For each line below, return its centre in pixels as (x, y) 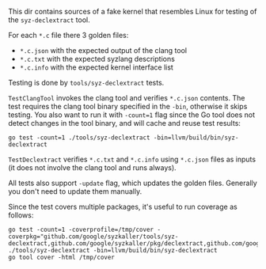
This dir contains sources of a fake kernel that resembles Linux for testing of (133, 11)
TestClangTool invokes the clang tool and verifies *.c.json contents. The (127, 98)
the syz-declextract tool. (49, 20)
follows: (21, 215)
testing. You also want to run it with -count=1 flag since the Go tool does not (132, 115)
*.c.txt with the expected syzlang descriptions (97, 59)
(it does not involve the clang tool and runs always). (92, 168)
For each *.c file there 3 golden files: (68, 35)
